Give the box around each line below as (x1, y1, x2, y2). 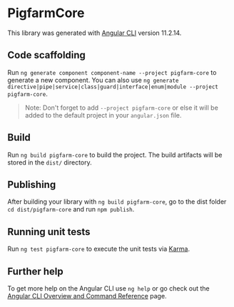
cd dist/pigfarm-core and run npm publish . (7, 205, 135, 214)
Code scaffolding (7, 49, 86, 61)
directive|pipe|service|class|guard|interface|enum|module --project (7, 83, 219, 90)
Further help (7, 265, 64, 277)
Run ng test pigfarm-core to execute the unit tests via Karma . (7, 244, 190, 254)
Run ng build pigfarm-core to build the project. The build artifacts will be (7, 150, 223, 159)
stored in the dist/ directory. (7, 158, 93, 167)
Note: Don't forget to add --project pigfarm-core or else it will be (24, 103, 219, 112)
